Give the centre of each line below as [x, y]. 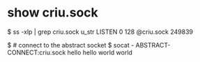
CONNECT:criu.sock [37, 52]
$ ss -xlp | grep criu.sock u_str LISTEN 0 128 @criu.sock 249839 [100, 32]
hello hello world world [100, 52]
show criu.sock [53, 13]
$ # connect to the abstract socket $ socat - [71, 45]
